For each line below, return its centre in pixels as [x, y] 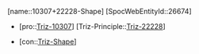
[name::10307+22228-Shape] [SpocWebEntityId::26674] [99, 11]
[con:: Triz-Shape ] [48, 41]
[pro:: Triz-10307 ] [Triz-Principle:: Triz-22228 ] [92, 26]
